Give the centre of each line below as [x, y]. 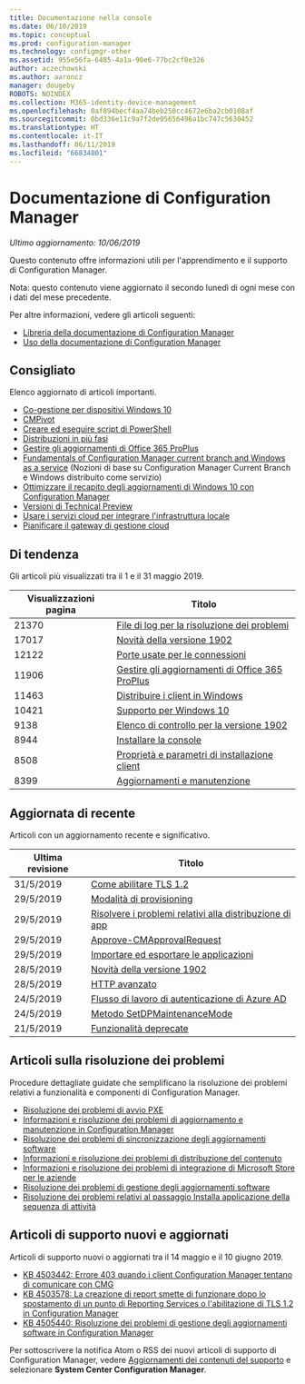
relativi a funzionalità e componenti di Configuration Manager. [125, 1092]
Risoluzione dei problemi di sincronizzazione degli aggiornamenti [144, 1139]
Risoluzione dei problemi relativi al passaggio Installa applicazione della [156, 1197]
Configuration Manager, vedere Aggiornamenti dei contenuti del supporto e [150, 1359]
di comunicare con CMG [68, 1284]
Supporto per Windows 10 [173, 711]
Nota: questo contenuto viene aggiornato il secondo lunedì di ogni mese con [152, 287]
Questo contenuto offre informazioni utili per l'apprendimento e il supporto [148, 260]
